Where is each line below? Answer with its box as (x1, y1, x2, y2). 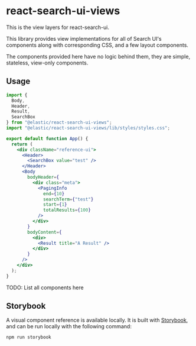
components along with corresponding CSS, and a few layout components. (6, 41, 189, 48)
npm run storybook (6, 334, 51, 341)
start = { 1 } (43, 202, 67, 208)
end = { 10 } (43, 190, 65, 196)
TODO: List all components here (6, 284, 84, 291)
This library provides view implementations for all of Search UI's (6, 35, 162, 42)
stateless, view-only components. (6, 59, 89, 66)
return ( (11, 141, 33, 147)
